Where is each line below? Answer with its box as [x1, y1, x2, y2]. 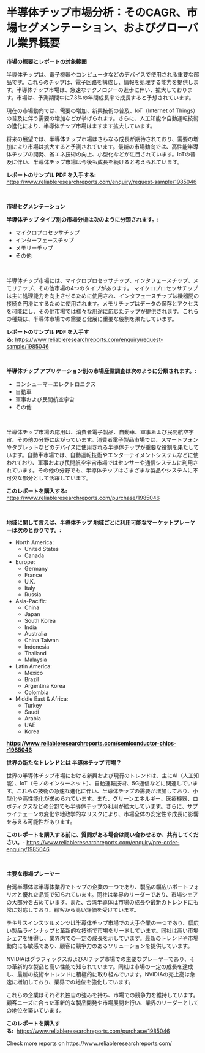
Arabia [24, 714, 42, 722]
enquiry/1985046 [6, 845, 50, 853]
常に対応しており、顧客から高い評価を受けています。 [6, 906, 140, 913]
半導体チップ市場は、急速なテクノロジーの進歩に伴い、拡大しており [16, 86, 188, 93]
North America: [15, 538, 54, 546]
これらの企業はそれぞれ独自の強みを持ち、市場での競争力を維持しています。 [6, 991, 199, 998]
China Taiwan [24, 636, 59, 644]
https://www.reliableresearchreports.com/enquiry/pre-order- [26, 838, 180, 846]
